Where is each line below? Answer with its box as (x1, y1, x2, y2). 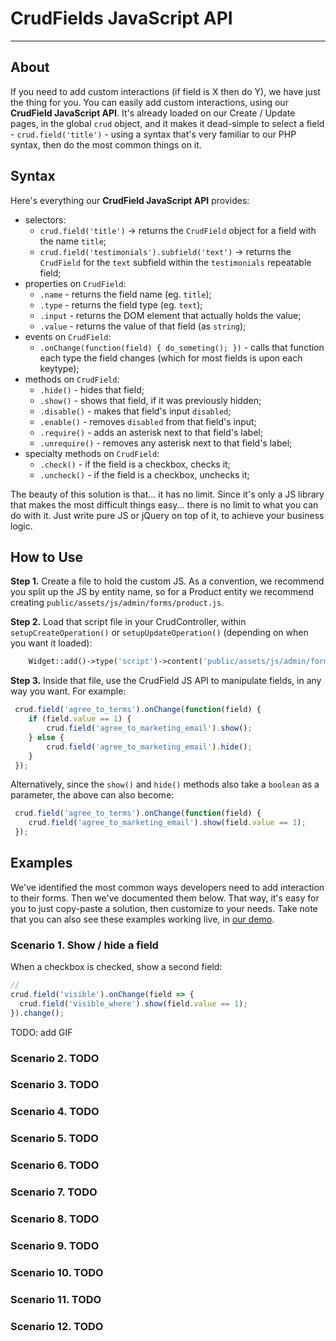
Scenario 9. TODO (10, 1238, 100, 1252)
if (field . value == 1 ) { (28, 714, 132, 724)
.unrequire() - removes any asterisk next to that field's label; (39, 437, 293, 449)
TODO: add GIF (10, 1026, 73, 1038)
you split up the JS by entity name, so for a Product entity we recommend (10, 586, 314, 598)
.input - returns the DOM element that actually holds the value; (39, 309, 302, 321)
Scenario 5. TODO (10, 1132, 99, 1146)
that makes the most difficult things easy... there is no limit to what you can (10, 498, 319, 511)
